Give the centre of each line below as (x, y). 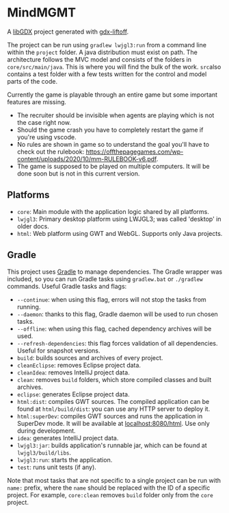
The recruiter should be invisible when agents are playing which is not (116, 115)
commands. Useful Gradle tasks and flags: (67, 286)
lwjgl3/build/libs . (44, 452)
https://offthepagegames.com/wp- (135, 152)
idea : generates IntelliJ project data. (68, 438)
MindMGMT (42, 13)
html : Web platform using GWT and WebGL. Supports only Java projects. (120, 233)
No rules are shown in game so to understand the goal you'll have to (113, 144)
